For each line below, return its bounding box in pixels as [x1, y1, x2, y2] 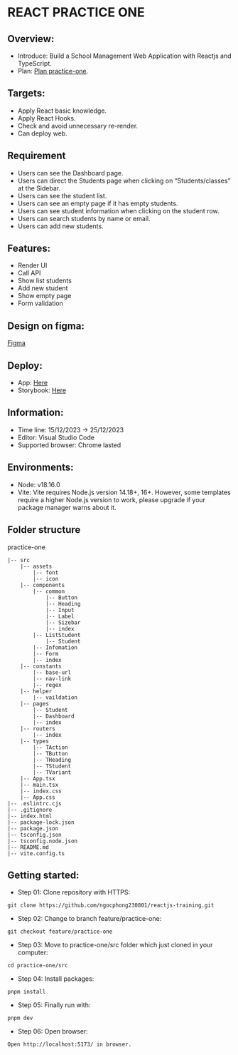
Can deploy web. [17, 129, 67, 138]
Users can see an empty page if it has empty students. [17, 199, 178, 208]
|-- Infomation [33, 643, 78, 651]
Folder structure [7, 524, 81, 536]
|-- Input [45, 606, 75, 613]
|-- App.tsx [20, 775, 55, 782]
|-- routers [20, 725, 55, 732]
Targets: [7, 87, 45, 100]
